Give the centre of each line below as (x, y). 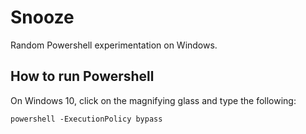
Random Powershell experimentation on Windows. (114, 45)
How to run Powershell (82, 76)
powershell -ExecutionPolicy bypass (86, 119)
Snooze (42, 17)
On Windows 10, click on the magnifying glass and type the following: (153, 100)
